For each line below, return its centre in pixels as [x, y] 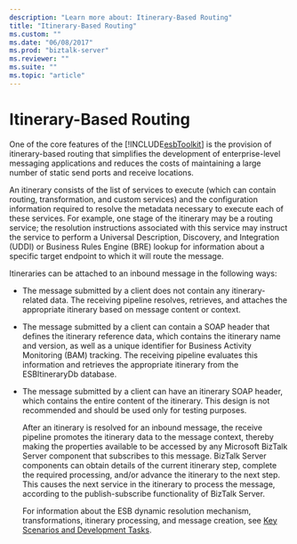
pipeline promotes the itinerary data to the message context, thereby [148, 436]
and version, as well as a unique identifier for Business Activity [136, 345]
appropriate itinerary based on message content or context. [132, 309]
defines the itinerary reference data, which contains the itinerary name [151, 336]
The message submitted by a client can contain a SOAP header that [146, 327]
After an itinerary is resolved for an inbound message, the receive [142, 427]
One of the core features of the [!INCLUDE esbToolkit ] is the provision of [140, 144]
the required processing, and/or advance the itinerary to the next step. [151, 475]
